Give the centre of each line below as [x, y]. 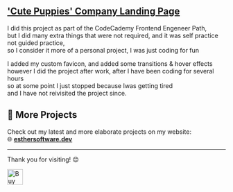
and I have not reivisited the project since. [67, 93]
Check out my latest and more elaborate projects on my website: [100, 132]
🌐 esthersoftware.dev [40, 139]
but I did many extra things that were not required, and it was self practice [113, 35]
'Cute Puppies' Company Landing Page [94, 11]
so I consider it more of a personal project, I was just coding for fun [103, 50]
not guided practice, [36, 43]
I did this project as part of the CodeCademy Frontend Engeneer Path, [107, 28]
